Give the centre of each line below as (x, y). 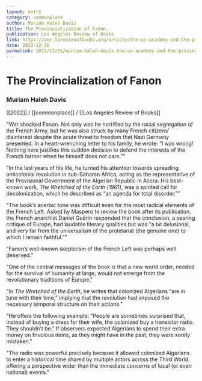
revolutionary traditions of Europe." (50, 280)
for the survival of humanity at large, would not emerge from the (86, 273)
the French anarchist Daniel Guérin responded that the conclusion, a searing (101, 218)
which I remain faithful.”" (37, 237)
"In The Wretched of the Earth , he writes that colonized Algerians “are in (96, 291)
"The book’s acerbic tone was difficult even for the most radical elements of (100, 205)
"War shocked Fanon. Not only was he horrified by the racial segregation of (100, 125)
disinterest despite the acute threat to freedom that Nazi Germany (88, 137)
